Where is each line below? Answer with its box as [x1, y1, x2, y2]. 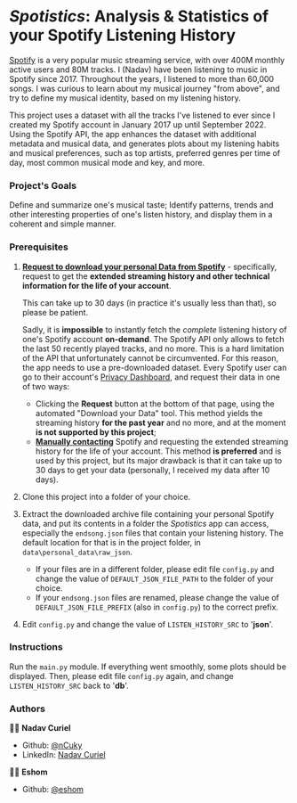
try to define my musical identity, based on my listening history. [9, 92, 242, 103]
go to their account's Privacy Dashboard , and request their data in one [21, 372, 280, 382]
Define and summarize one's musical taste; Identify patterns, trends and [9, 200, 274, 210]
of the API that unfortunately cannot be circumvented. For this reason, [21, 352, 279, 363]
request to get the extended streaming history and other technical [21, 270, 270, 282]
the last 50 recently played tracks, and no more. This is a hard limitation [21, 343, 285, 354]
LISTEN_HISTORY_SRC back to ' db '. [9, 680, 129, 691]
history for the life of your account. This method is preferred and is [35, 446, 282, 456]
